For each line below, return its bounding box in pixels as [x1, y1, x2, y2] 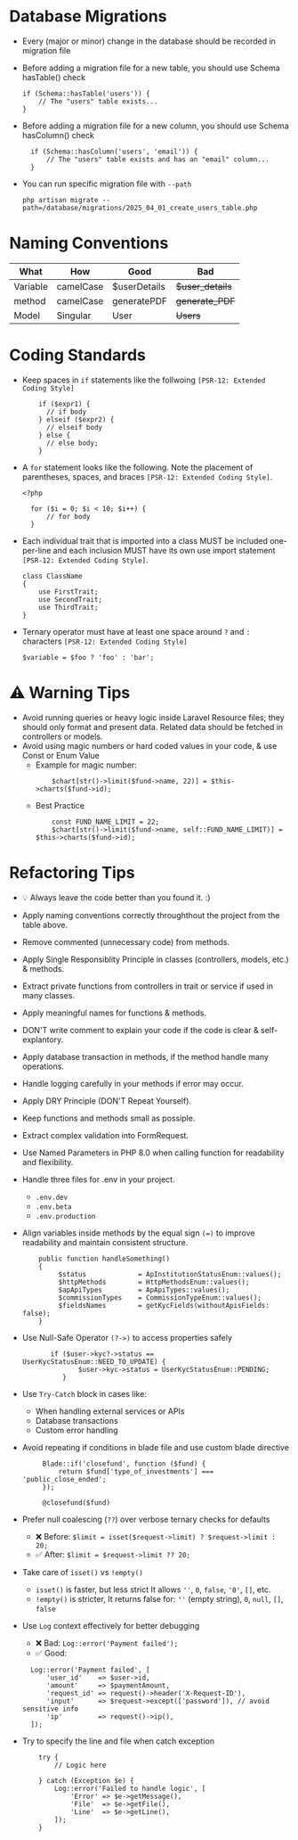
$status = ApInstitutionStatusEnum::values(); [58, 1269, 282, 1278]
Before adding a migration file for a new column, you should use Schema [21, 120, 289, 131]
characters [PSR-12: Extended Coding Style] [21, 636, 189, 646]
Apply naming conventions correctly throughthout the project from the [21, 909, 280, 920]
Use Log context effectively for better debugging [21, 1620, 200, 1631]
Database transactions [35, 1415, 118, 1425]
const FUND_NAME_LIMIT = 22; [52, 817, 160, 826]
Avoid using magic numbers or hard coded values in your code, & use [21, 740, 278, 751]
